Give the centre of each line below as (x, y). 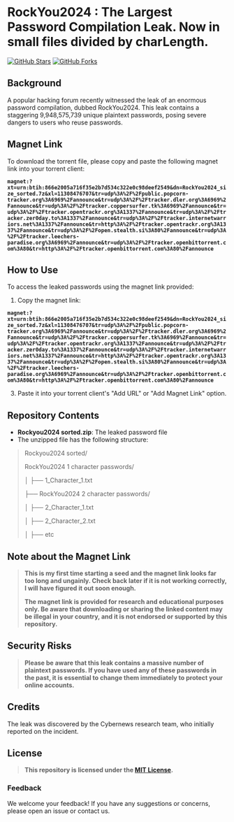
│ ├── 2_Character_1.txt (59, 507)
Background (34, 84)
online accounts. (49, 685)
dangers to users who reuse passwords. (65, 122)
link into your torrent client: (46, 168)
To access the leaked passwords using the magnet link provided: (101, 287)
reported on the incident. (43, 731)
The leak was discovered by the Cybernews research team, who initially (111, 723)
